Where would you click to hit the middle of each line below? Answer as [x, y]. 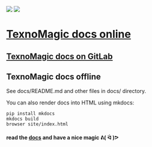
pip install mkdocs [31, 114]
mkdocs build [23, 119]
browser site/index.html [37, 124]
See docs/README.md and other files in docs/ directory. [76, 91]
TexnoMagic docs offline [53, 76]
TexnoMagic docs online [68, 34]
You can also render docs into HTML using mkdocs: [70, 103]
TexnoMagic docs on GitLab [59, 56]
